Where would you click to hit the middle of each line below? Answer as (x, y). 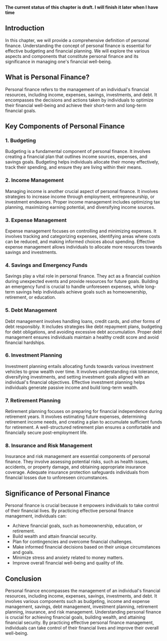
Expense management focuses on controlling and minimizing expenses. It (81, 231)
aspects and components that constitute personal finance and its (72, 56)
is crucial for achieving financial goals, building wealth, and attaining (75, 617)
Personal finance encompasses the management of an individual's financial (83, 591)
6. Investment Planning (34, 355)
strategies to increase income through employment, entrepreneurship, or (80, 196)
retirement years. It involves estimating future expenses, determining (76, 416)
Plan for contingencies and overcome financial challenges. (73, 541)
